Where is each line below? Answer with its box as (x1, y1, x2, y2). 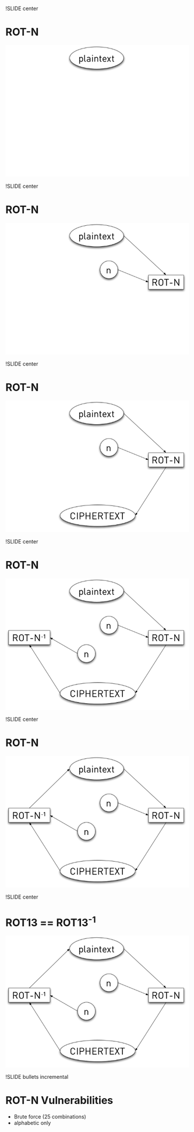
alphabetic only (13, 1119, 51, 1126)
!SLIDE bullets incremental (5, 1073, 69, 1080)
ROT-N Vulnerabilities (5, 1094, 114, 1107)
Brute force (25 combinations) (13, 1113, 87, 1120)
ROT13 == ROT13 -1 (5, 914, 97, 930)
